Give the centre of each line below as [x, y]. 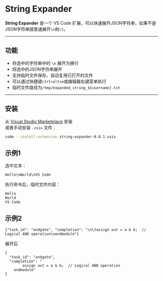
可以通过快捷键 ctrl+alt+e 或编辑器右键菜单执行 [59, 81]
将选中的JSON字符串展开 [37, 69]
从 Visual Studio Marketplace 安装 [39, 121]
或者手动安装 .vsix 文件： [31, 127]
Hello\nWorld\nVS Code [28, 175]
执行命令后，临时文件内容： [33, 184]
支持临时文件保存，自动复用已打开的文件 [52, 75]
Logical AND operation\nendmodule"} [42, 234]
